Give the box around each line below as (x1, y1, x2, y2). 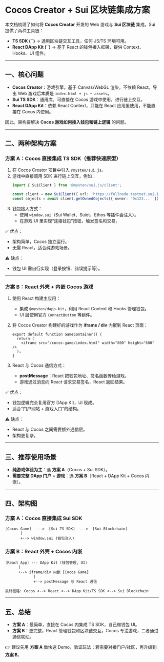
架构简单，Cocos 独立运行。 (12, 239, 70, 244)
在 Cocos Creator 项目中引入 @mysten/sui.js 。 (12, 167, 106, 173)
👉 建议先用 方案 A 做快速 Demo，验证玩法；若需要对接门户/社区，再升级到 (5, 644, 157, 650)
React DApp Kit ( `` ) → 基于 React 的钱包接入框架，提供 (12, 44, 123, 50)
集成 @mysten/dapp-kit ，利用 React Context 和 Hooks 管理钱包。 (19, 306, 149, 312)
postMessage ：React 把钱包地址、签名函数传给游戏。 (19, 373, 129, 379)
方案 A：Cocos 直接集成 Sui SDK (5, 515, 82, 522)
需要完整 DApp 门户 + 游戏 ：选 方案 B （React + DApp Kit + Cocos (12, 473, 144, 479)
